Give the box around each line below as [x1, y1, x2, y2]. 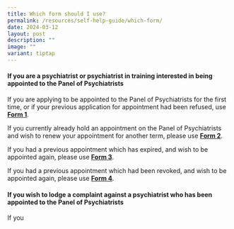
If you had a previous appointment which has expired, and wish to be [7, 145, 209, 154]
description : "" [7, 37, 55, 44]
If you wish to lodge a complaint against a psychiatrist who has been [7, 190, 213, 199]
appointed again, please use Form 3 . [7, 153, 115, 162]
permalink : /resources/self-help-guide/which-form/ [7, 17, 163, 24]
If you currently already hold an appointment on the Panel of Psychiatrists [7, 124, 222, 133]
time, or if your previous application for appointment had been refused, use [7, 103, 226, 111]
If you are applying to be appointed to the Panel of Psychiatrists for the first [7, 95, 227, 104]
